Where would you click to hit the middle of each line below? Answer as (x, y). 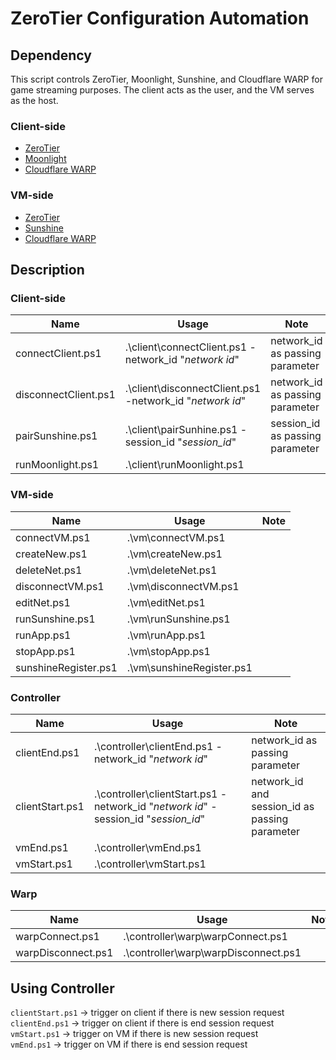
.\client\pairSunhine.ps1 (181, 430)
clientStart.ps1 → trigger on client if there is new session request (147, 1012)
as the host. (34, 100)
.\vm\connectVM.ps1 (176, 537)
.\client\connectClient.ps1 (186, 347)
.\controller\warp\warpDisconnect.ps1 (212, 953)
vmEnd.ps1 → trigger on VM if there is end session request (129, 1044)
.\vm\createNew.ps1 (174, 554)
